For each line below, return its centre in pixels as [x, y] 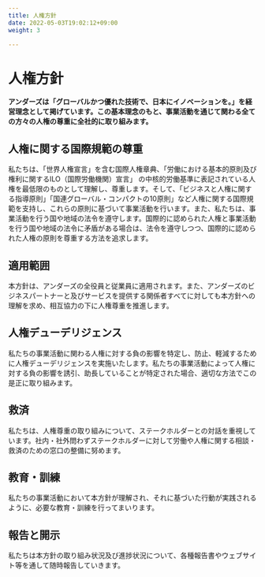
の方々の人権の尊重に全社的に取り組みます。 [80, 121]
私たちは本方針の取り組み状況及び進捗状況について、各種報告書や [115, 556]
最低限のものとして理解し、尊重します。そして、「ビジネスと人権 [127, 189]
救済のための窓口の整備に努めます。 [67, 450]
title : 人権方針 [32, 15]
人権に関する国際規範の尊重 [76, 149]
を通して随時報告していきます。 [73, 565]
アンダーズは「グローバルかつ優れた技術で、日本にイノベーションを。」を [127, 102]
